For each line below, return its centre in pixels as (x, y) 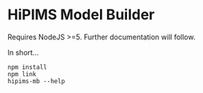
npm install (27, 67)
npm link (22, 74)
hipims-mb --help (36, 81)
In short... (23, 52)
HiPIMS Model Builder (81, 15)
